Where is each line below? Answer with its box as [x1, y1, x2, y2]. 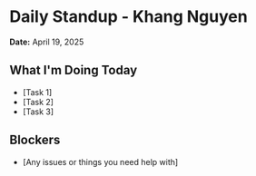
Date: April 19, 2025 [9, 36, 84, 47]
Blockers [9, 132, 61, 148]
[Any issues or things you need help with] [22, 156, 179, 167]
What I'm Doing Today [9, 63, 138, 78]
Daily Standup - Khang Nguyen [9, 6, 248, 27]
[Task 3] [22, 106, 54, 117]
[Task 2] [22, 96, 54, 107]
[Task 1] [22, 86, 53, 97]
